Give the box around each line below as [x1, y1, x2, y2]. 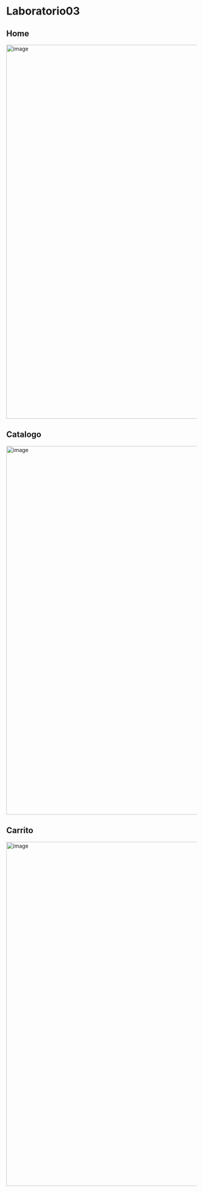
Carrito [6, 825, 34, 836]
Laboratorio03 [6, 4, 80, 18]
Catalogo [6, 430, 42, 440]
